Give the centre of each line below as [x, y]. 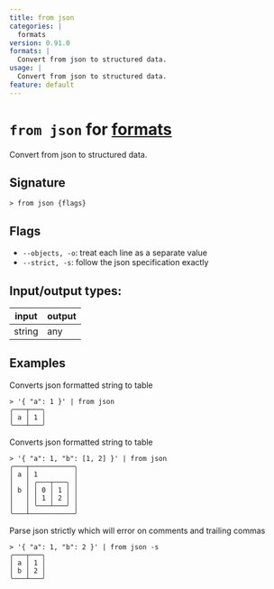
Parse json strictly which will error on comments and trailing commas [137, 530]
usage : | [26, 69]
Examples [37, 363]
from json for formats [91, 129]
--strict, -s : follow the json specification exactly [115, 262]
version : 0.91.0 [40, 43]
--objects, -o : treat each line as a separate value [114, 253]
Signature [37, 183]
